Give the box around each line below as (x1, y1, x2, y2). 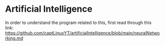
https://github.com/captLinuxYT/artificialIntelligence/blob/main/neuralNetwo (5, 30, 160, 36)
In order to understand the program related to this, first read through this (5, 20, 152, 25)
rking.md (5, 35, 24, 41)
